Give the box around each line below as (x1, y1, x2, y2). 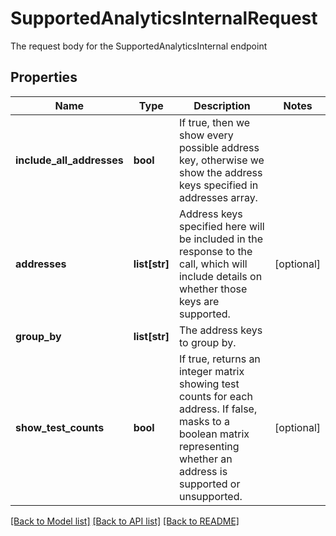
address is (178, 464, 228, 478)
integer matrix (178, 364, 245, 378)
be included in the (178, 232, 264, 246)
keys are (178, 294, 220, 308)
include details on (178, 269, 263, 283)
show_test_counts (15, 420, 105, 434)
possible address (178, 140, 260, 154)
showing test (178, 377, 240, 391)
